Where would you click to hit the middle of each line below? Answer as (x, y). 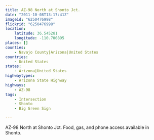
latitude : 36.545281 (36, 33)
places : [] (17, 43)
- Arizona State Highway (41, 80)
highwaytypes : (20, 76)
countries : (17, 57)
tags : (11, 95)
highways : (16, 85)
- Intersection (30, 99)
